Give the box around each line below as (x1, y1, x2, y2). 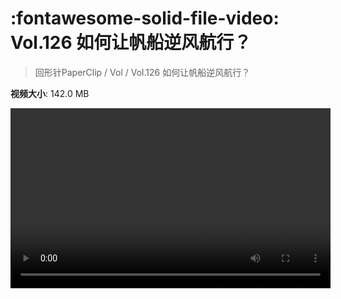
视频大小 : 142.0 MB (10, 87, 90, 99)
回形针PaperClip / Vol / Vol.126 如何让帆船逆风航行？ (34, 66, 251, 78)
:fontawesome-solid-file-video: (10, 7, 280, 30)
